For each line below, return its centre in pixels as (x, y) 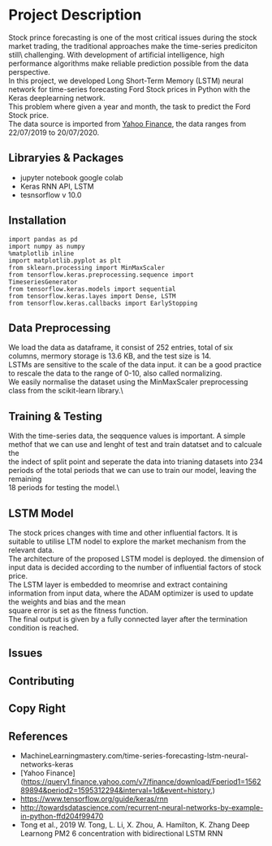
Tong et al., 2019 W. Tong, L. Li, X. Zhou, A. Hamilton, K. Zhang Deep (135, 824)
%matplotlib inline (41, 254)
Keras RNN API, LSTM (57, 186)
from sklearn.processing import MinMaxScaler (86, 267)
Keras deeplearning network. (57, 98)
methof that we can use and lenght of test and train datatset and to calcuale (135, 445)
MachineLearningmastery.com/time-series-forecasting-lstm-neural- (134, 755)
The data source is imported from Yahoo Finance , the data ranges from (127, 124)
